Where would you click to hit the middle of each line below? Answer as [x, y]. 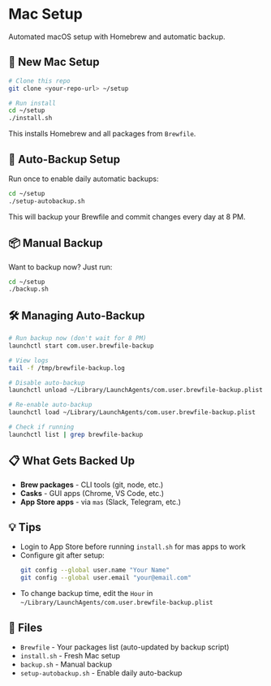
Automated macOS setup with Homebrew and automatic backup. [117, 37]
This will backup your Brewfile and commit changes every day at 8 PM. [127, 217]
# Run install [32, 103]
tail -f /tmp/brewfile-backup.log [67, 368]
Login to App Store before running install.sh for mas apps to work [133, 547]
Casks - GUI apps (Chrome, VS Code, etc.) [92, 493]
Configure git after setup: [62, 555]
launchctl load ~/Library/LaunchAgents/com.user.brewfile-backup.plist [132, 412]
